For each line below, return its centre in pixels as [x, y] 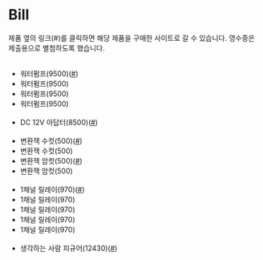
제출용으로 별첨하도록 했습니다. [57, 48]
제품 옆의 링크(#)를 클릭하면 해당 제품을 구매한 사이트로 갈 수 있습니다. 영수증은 [131, 38]
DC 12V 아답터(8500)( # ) [59, 122]
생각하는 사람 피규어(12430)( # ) [69, 248]
